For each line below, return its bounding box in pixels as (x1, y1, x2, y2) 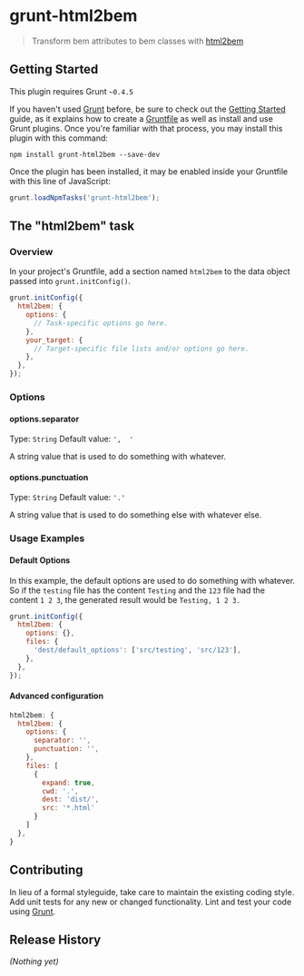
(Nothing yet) (9, 956, 59, 967)
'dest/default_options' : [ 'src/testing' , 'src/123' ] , (33, 646, 242, 655)
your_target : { (25, 335, 83, 345)
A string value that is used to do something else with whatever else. (9, 509, 262, 520)
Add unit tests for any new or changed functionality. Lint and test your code (9, 896, 292, 907)
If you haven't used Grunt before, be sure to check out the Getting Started (9, 104, 286, 114)
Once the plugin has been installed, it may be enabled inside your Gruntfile (9, 165, 289, 177)
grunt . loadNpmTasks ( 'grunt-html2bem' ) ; (9, 192, 161, 202)
